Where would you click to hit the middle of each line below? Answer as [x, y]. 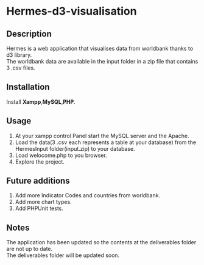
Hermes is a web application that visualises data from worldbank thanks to [100, 48]
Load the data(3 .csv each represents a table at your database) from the [106, 142]
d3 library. [19, 55]
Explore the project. [40, 162]
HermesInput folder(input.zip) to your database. [75, 148]
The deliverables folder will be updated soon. [63, 255]
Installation [28, 87]
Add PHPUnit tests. [39, 208]
